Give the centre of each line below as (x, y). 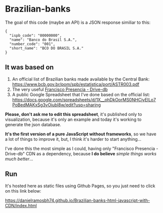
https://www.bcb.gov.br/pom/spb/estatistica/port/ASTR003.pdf (76, 84)
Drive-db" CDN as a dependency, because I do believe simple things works (81, 153)
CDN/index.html (21, 205)
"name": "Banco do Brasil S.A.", (43, 40)
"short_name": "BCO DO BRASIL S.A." (46, 48)
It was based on (29, 67)
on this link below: (23, 191)
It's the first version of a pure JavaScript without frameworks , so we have (81, 134)
